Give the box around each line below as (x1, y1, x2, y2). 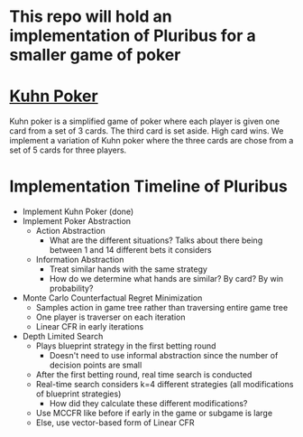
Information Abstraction (35, 255, 124, 265)
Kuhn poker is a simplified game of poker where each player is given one (9, 116, 280, 127)
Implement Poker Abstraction (22, 216, 132, 227)
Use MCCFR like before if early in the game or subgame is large (35, 408, 273, 419)
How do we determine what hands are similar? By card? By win (49, 274, 284, 284)
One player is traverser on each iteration (35, 311, 187, 322)
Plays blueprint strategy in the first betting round (35, 340, 216, 351)
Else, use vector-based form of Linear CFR (35, 417, 195, 428)
